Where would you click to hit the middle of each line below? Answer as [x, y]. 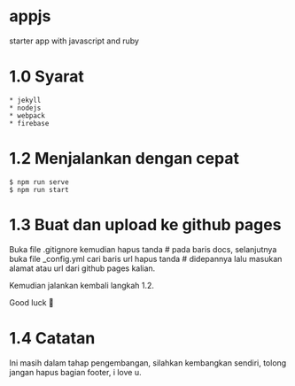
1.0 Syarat [47, 77]
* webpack [27, 116]
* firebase [29, 123]
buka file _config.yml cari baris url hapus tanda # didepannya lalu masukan [146, 259]
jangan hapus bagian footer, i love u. [75, 372]
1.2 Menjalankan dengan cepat [124, 159]
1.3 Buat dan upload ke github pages [145, 225]
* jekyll [25, 100]
